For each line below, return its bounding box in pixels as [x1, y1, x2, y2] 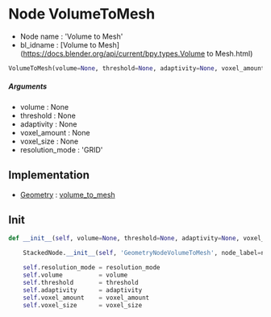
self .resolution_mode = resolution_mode [23, 264, 161, 272]
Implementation [8, 169, 90, 182]
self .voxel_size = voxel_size [23, 301, 143, 309]
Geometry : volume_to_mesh [19, 190, 115, 199]
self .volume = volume [23, 271, 128, 279]
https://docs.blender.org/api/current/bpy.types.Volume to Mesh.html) [23, 48, 253, 58]
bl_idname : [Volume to [19, 40, 97, 49]
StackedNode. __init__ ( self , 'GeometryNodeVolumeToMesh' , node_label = [23, 249, 262, 257]
